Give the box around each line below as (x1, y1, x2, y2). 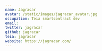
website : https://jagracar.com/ (5, 39, 71, 44)
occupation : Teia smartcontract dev (5, 16, 80, 21)
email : (5, 20, 19, 26)
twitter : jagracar (5, 25, 43, 30)
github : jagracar (5, 30, 41, 34)
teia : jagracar (5, 34, 36, 39)
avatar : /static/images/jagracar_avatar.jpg (5, 12, 98, 17)
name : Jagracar (5, 7, 36, 12)
